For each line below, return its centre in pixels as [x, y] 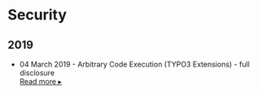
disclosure [37, 73]
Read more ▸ [41, 81]
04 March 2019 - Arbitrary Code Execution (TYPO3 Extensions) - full [134, 64]
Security [37, 15]
